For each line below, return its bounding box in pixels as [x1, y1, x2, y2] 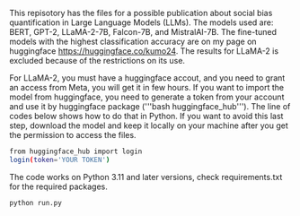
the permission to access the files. [9, 130, 137, 140]
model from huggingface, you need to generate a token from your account [9, 91, 285, 102]
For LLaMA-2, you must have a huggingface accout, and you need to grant [9, 73, 286, 83]
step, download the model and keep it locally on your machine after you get [9, 120, 289, 131]
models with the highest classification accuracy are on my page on [9, 36, 258, 47]
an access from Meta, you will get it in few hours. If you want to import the [9, 82, 285, 92]
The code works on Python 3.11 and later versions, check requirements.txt [9, 171, 283, 182]
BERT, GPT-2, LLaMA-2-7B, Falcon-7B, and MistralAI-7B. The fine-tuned [9, 27, 277, 37]
